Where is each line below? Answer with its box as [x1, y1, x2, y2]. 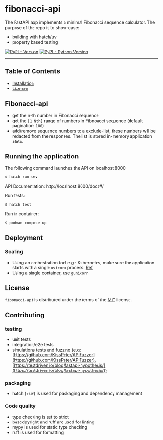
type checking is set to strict [12, 414, 69, 420]
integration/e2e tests [12, 342, 54, 348]
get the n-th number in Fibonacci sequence [12, 112, 99, 118]
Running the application [5, 152, 79, 160]
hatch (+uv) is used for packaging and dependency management [12, 390, 142, 397]
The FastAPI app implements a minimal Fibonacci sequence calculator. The [5, 19, 155, 25]
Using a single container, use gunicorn [12, 270, 89, 276]
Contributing [5, 311, 45, 319]
